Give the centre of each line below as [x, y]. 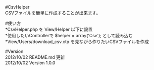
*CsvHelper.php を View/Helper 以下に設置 [49, 29]
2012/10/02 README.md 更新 [35, 57]
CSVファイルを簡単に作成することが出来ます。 [53, 13]
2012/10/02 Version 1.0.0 [30, 63]
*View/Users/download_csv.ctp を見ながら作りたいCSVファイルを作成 [77, 42]
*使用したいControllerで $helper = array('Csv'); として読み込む [69, 35]
